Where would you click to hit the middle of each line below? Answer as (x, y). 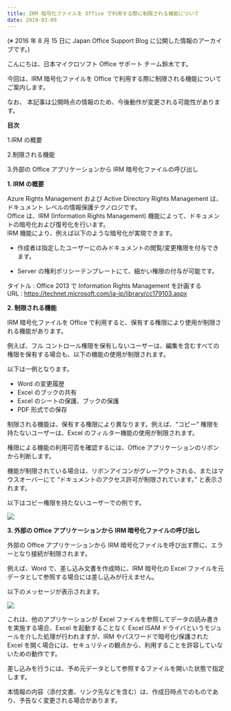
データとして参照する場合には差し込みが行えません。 (83, 576)
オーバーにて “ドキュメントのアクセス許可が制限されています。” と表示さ (121, 479)
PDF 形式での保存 (42, 409)
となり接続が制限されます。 (52, 554)
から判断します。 (31, 456)
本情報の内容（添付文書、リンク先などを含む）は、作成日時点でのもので (110, 692)
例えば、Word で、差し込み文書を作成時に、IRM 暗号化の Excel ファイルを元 (115, 568)
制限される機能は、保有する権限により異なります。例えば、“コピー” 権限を (113, 424)
